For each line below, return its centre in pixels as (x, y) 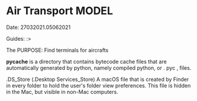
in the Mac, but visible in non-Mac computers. (62, 92)
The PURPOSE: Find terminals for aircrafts (57, 50)
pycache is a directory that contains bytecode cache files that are (86, 61)
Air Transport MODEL (60, 11)
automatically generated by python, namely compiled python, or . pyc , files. (99, 68)
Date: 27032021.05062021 (38, 27)
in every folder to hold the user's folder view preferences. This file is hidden (98, 85)
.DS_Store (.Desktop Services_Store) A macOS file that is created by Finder (98, 79)
